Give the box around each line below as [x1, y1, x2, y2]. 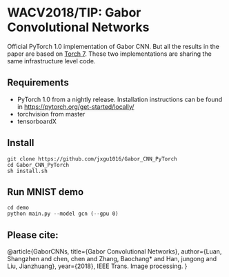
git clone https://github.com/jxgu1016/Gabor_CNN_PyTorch [7, 155, 177, 163]
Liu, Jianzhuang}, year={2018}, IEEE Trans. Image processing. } [7, 262, 188, 270]
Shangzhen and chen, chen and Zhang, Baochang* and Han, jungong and [7, 255, 217, 263]
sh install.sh [7, 167, 48, 174]
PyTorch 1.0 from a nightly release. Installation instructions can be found [17, 95, 223, 103]
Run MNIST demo [7, 186, 84, 198]
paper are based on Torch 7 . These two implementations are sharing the [7, 50, 212, 58]
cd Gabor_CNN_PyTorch [7, 161, 70, 168]
